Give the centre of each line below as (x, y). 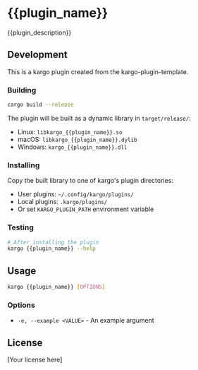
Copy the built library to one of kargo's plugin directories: (91, 181)
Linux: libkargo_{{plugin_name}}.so (70, 131)
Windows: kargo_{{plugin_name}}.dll (72, 147)
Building (22, 90)
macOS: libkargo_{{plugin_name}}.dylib (77, 139)
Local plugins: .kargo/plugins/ (62, 202)
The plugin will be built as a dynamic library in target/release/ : (99, 118)
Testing (20, 227)
